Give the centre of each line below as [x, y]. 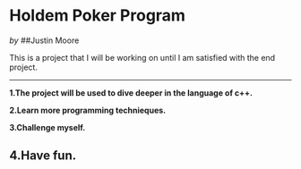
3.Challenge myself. [47, 127]
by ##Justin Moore [44, 40]
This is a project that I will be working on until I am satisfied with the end [142, 57]
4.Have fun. [43, 156]
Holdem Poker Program [98, 16]
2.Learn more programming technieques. [88, 110]
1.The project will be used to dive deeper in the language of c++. [131, 93]
